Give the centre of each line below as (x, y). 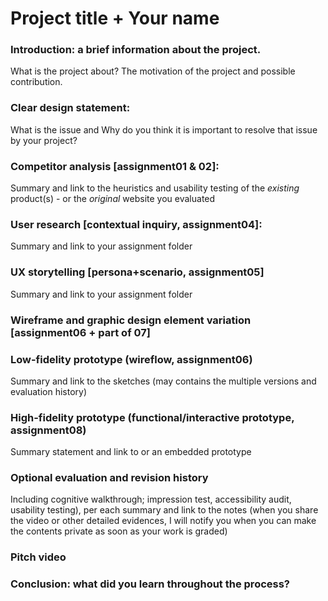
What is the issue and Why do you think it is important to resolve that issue (164, 129)
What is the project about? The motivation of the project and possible (153, 71)
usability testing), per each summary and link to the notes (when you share (164, 510)
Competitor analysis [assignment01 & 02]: (115, 166)
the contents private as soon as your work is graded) (119, 531)
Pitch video (38, 557)
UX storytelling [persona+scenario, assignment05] (137, 272)
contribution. (36, 82)
